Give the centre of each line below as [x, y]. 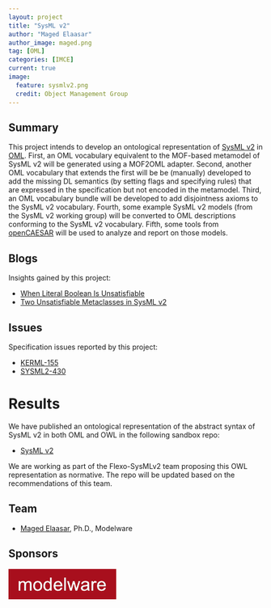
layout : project [36, 17]
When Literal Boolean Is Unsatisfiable [83, 293]
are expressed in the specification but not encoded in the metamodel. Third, [135, 190]
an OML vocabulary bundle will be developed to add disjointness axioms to [133, 199]
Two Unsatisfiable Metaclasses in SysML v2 [93, 302]
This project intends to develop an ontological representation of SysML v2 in [135, 147]
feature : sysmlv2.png [52, 85]
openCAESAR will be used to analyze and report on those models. [118, 233]
